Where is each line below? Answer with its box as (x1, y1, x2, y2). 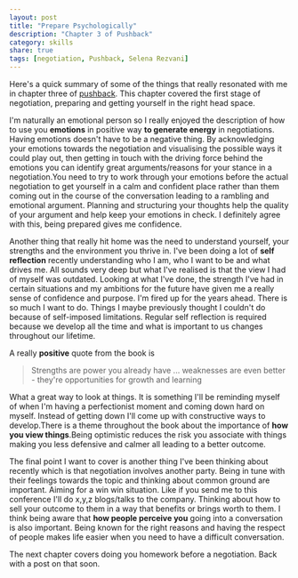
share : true (9, 46, 53, 55)
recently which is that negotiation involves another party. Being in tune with (9, 466, 286, 476)
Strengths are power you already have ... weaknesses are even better (30, 365, 286, 375)
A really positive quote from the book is (9, 348, 156, 358)
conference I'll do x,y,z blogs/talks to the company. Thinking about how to (9, 494, 281, 504)
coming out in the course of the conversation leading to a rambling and (9, 190, 270, 201)
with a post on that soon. (9, 558, 101, 569)
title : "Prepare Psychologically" (9, 21, 138, 30)
